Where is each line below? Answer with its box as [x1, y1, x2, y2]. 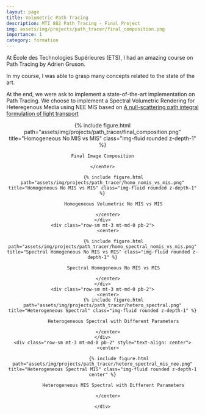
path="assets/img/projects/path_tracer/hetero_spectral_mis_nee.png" [12, 361, 193, 367]
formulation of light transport [6, 110, 79, 117]
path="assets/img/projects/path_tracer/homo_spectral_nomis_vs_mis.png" [8, 244, 197, 250]
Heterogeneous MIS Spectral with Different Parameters [42, 382, 185, 388]
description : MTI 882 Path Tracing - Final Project [6, 20, 140, 26]
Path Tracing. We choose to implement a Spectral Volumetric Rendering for [6, 97, 195, 104]
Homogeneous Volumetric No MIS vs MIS [63, 201, 163, 207]
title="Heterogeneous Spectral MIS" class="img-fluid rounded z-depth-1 [8, 366, 197, 372]
